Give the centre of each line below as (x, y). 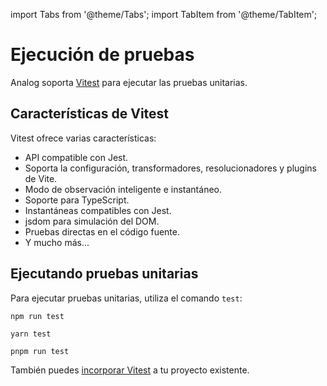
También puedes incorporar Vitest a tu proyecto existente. (130, 370)
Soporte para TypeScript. (77, 200)
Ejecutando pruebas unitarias (104, 274)
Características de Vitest (90, 114)
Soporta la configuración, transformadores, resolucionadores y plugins (170, 168)
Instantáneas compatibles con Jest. (98, 210)
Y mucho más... (57, 242)
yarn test (31, 334)
